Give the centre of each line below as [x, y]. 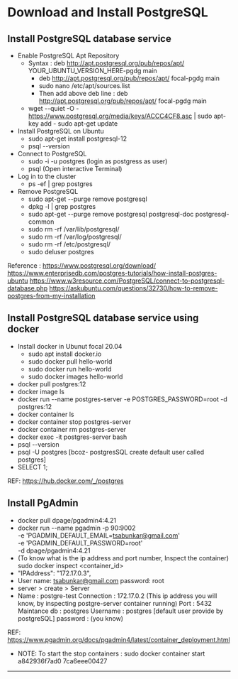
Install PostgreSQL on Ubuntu [61, 131]
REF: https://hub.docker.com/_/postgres [66, 481]
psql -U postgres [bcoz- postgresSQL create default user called [111, 452]
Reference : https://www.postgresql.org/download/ [82, 266]
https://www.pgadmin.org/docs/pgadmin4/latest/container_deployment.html [119, 639]
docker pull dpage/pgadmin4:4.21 [67, 520]
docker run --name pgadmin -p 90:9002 [76, 528]
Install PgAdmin [43, 503]
